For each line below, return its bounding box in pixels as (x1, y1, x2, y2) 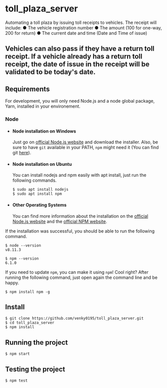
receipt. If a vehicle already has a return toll (5, 52, 143, 61)
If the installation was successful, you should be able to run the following (5, 228, 155, 234)
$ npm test (5, 378, 28, 384)
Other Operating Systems (12, 202, 67, 208)
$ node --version (5, 243, 41, 248)
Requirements (5, 85, 50, 93)
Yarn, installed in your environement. (5, 103, 81, 110)
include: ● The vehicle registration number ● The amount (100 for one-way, (5, 24, 162, 30)
